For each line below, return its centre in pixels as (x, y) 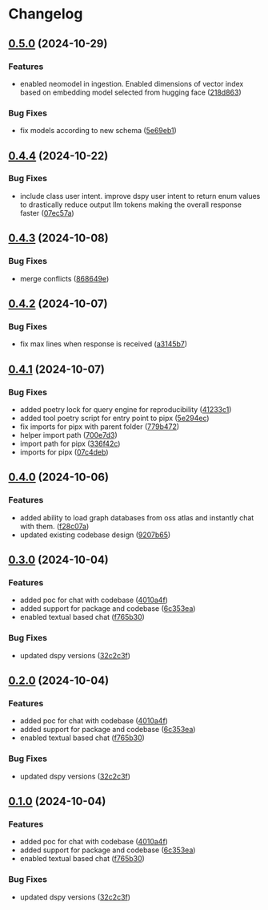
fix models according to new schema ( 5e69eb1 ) (98, 131)
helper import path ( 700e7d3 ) (68, 435)
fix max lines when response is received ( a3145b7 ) (104, 344)
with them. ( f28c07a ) (54, 526)
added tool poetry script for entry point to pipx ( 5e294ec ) (114, 418)
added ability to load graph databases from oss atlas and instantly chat (137, 517)
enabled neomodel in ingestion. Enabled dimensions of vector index (132, 83)
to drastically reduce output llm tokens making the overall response (131, 204)
